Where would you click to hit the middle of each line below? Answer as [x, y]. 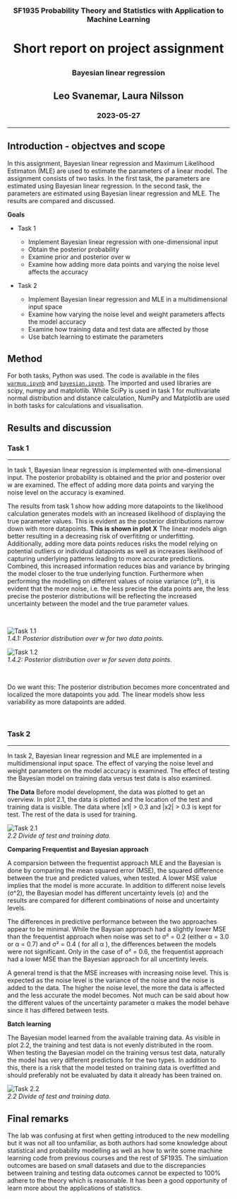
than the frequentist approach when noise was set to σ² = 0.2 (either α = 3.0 [118, 936]
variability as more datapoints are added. [67, 702]
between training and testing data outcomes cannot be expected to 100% [114, 1173]
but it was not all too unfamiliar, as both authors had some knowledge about [117, 1143]
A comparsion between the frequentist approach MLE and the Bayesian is [114, 863]
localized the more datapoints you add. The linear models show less [106, 694]
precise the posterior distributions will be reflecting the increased [102, 596]
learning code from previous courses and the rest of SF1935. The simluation [117, 1158]
